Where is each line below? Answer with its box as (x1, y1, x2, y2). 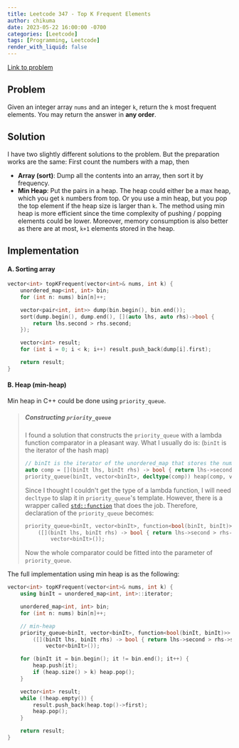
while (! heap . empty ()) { (20, 695, 94, 702)
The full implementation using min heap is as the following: (7, 570, 180, 578)
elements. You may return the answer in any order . (7, 110, 156, 118)
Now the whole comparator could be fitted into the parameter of (24, 549, 213, 557)
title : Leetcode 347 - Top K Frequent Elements (7, 10, 152, 18)
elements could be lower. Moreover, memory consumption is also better (17, 217, 228, 225)
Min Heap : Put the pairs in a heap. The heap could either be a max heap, (17, 186, 231, 194)
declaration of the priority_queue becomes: (24, 509, 154, 517)
